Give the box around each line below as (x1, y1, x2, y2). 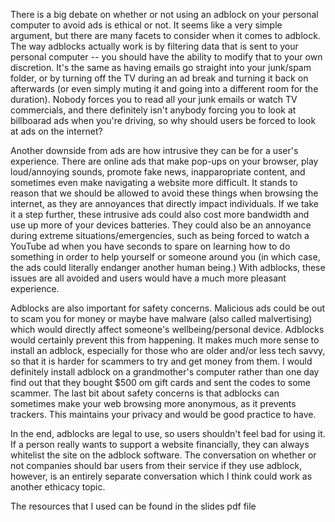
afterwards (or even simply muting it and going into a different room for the (10, 83, 319, 94)
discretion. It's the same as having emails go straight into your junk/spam (10, 62, 312, 73)
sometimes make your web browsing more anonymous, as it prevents (10, 398, 297, 409)
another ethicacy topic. (10, 481, 106, 493)
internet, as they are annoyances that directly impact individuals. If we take (10, 198, 319, 209)
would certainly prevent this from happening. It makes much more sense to (10, 334, 320, 346)
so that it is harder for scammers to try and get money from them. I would (10, 355, 313, 367)
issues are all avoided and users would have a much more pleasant (10, 272, 287, 284)
